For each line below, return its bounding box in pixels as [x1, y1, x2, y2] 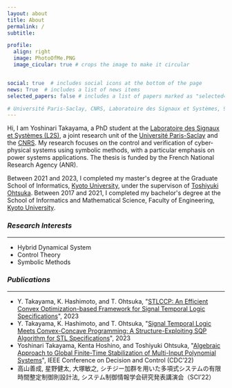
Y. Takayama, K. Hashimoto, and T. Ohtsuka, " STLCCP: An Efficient [17, 297, 209, 305]
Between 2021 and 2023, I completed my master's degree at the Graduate [7, 174, 218, 183]
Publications [7, 275, 50, 284]
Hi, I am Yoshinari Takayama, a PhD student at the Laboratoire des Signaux [7, 124, 220, 132]
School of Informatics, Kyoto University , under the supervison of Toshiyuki [7, 181, 219, 190]
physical [7, 146, 31, 154]
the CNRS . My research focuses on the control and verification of [7, 139, 193, 147]
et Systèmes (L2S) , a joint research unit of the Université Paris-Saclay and [7, 131, 218, 140]
